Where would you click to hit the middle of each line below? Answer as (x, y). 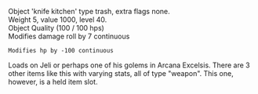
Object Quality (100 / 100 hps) (56, 28)
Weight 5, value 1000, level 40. (58, 20)
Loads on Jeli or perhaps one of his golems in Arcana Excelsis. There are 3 (129, 65)
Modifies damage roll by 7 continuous (69, 36)
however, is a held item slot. (53, 82)
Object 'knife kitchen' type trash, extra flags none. (89, 11)
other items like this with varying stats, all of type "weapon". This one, (121, 73)
